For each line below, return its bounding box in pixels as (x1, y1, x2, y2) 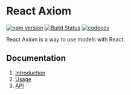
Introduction (14, 69, 46, 76)
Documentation (6, 53, 66, 64)
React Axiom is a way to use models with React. (6, 35, 126, 43)
